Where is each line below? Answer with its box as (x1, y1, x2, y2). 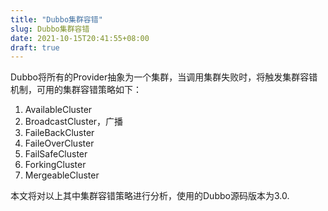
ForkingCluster (24, 159, 87, 171)
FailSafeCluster (24, 148, 88, 160)
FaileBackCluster (24, 127, 95, 139)
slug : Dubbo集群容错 (10, 24, 90, 34)
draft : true (10, 42, 60, 53)
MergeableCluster (24, 169, 100, 181)
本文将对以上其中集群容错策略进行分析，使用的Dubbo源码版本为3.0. (10, 190, 290, 202)
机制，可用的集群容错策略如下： (10, 84, 142, 96)
